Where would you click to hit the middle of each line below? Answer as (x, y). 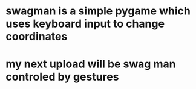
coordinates (37, 37)
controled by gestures (62, 77)
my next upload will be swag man (91, 64)
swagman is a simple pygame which (98, 11)
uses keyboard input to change (85, 24)
